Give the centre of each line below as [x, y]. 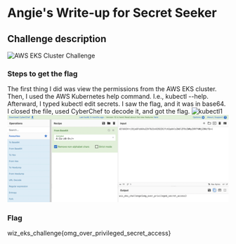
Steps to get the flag [42, 74]
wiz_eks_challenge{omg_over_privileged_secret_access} [89, 233]
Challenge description [57, 39]
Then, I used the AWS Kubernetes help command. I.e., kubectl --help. [108, 97]
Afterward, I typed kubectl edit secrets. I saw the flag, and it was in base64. [117, 104]
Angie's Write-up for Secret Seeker [112, 13]
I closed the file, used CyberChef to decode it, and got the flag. [99, 111]
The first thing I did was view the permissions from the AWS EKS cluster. [112, 89]
